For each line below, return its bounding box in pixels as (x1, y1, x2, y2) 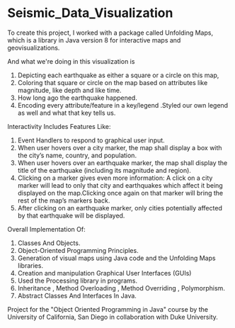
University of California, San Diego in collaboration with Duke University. (7, 312, 218, 321)
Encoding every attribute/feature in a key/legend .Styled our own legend (17, 101, 229, 109)
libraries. (17, 261, 44, 270)
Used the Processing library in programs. (17, 276, 138, 285)
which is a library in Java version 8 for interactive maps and (7, 35, 181, 44)
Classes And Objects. (17, 239, 81, 247)
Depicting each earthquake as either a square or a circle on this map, (17, 71, 219, 79)
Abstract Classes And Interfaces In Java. (17, 291, 137, 300)
